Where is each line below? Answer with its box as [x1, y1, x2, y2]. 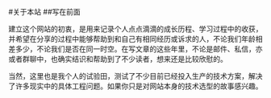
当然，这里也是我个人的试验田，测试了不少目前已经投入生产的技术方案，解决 [8, 71, 263, 80]
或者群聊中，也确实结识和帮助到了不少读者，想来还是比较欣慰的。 [8, 55, 227, 63]
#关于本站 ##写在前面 [8, 7, 81, 16]
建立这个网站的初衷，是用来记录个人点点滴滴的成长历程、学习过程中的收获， [8, 24, 263, 34]
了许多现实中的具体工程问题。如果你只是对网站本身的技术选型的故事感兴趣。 [8, 81, 263, 91]
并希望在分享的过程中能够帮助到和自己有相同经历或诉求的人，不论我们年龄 [8, 35, 256, 43]
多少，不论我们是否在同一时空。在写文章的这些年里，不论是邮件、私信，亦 [15, 44, 263, 54]
